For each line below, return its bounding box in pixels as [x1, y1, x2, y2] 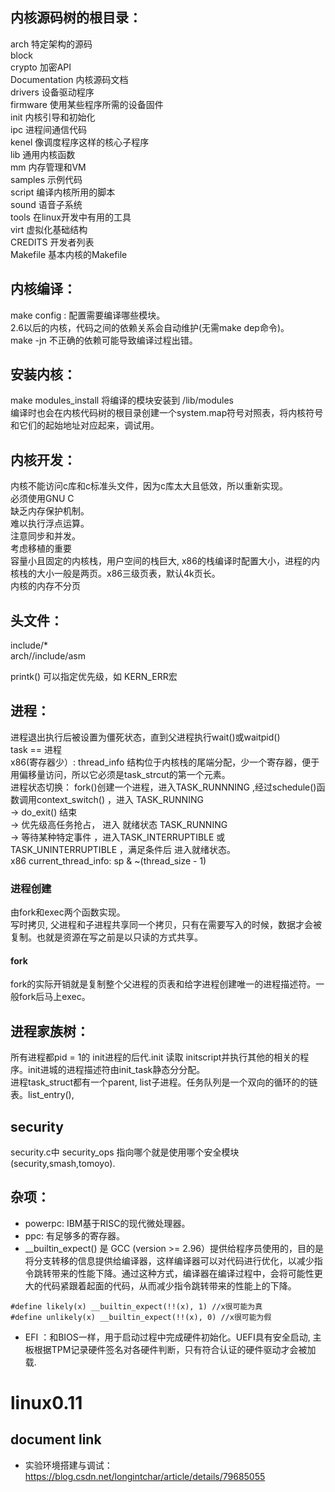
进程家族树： [10, 1023, 90, 1040]
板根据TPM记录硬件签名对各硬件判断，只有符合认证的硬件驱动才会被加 [24, 1343, 317, 1355]
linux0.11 [10, 1392, 83, 1414]
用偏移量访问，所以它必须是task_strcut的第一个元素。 [10, 768, 231, 780]
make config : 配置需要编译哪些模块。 [10, 309, 166, 321]
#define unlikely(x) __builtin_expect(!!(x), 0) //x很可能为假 [10, 1312, 272, 1322]
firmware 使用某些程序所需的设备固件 [10, 98, 164, 110]
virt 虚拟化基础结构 [10, 223, 88, 235]
